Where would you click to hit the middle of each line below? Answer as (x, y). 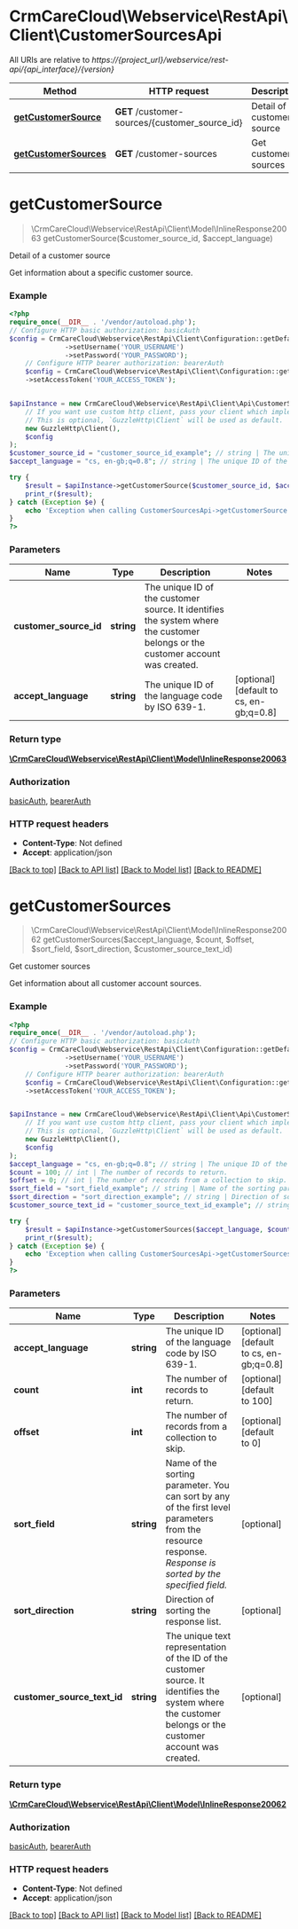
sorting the (188, 1611)
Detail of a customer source (60, 255)
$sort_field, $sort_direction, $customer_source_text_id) (132, 949)
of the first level (198, 1508)
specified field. (196, 1585)
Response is (191, 1563)
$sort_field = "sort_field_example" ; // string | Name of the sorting (142, 1189)
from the (183, 1530)
